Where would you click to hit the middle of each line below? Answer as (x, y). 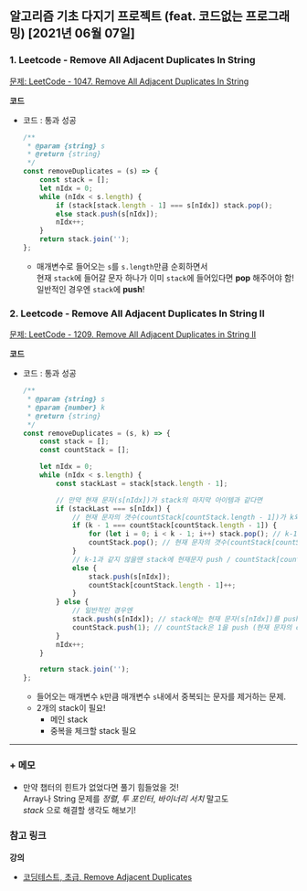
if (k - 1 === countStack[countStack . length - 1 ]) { (174, 525)
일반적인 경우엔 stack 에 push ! (90, 289)
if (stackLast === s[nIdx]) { (113, 509)
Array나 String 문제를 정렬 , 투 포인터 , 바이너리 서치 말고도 (126, 799)
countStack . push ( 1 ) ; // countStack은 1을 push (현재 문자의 (182, 627)
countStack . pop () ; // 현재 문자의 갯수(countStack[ (182, 543)
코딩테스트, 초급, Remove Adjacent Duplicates (107, 876)
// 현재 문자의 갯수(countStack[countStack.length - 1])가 (179, 517)
